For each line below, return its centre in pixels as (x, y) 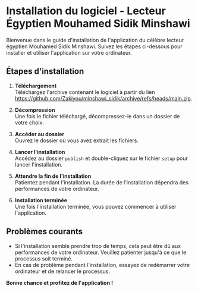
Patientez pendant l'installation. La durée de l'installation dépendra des (102, 182)
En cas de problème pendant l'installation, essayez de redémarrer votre (102, 265)
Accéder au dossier (40, 134)
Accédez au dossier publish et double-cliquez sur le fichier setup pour (101, 158)
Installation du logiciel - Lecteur (86, 11)
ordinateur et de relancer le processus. (62, 271)
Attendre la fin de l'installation (53, 176)
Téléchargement (36, 86)
